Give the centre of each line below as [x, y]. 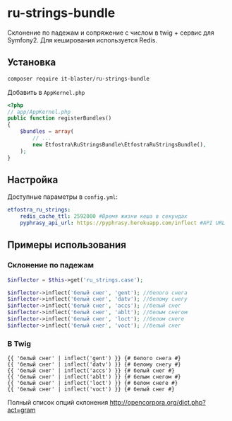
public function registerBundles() [60, 118]
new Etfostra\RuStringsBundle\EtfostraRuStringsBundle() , [120, 144]
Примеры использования [67, 245]
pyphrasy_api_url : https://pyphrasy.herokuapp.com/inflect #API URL [123, 223]
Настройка [33, 179]
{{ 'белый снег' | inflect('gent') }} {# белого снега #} [94, 359]
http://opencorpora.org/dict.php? [158, 403]
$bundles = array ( [47, 132]
